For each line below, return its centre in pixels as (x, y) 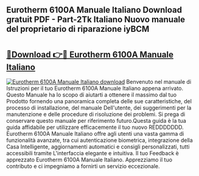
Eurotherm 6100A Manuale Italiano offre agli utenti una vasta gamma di (95, 134)
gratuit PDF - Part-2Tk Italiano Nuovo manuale (96, 20)
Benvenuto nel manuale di (159, 82)
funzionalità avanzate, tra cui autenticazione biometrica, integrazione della (100, 140)
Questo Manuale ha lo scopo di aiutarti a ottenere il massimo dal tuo (92, 95)
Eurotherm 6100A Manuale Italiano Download (94, 10)
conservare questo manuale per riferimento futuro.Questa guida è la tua (96, 121)
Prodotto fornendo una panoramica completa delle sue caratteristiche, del (99, 101)
